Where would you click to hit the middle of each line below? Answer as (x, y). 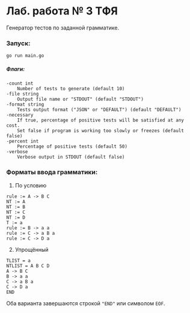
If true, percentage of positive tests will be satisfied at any (101, 120)
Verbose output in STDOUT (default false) (71, 157)
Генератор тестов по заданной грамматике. (63, 28)
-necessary (20, 115)
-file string (23, 94)
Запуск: (18, 43)
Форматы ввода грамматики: (52, 172)
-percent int (23, 141)
